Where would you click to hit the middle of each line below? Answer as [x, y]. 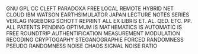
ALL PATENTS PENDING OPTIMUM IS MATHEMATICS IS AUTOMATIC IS [94, 27]
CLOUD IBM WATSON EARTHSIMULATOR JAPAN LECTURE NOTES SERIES [98, 15]
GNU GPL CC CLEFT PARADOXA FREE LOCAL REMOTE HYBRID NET [90, 9]
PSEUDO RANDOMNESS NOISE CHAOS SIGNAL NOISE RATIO [82, 46]
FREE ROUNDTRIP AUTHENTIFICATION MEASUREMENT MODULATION [93, 33]
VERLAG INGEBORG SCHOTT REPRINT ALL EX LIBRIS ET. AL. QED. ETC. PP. [99, 21]
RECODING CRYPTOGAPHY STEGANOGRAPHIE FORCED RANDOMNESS [95, 40]
